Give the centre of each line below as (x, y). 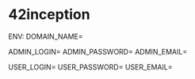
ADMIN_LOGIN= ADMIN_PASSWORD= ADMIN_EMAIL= (98, 51)
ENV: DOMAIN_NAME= (46, 36)
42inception (49, 15)
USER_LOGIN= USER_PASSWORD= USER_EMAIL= (90, 67)
